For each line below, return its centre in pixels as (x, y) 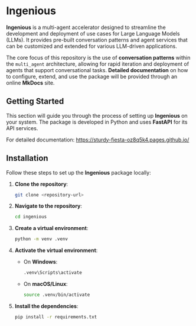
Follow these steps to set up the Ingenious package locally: (79, 172)
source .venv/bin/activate (57, 295)
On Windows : (40, 262)
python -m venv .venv (41, 239)
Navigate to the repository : (48, 206)
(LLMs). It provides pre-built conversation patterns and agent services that (97, 40)
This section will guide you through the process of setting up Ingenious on (97, 115)
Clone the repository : (41, 184)
